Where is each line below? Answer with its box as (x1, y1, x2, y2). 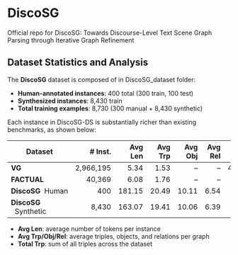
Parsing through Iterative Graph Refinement (7, 35, 135, 44)
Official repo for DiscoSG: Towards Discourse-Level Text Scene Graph (7, 28, 212, 37)
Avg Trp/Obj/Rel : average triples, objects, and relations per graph (17, 232, 210, 240)
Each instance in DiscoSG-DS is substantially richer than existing (7, 118, 197, 126)
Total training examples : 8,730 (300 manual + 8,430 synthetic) (17, 104, 203, 113)
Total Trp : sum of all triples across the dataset (17, 239, 153, 248)
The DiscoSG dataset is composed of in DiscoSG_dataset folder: (7, 75, 196, 84)
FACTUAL (11, 174, 45, 184)
